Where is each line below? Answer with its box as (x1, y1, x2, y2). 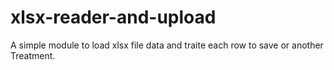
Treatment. (10, 49, 56, 61)
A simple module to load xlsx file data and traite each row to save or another (10, 39, 324, 51)
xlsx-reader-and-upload (10, 6, 217, 29)
